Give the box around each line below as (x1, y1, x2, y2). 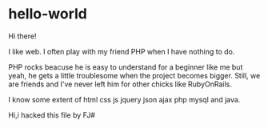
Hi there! (8, 31, 37, 41)
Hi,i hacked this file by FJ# (8, 110, 96, 120)
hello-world (8, 5, 88, 23)
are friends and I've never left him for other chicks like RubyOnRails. (8, 79, 232, 89)
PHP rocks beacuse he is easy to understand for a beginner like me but (8, 62, 243, 72)
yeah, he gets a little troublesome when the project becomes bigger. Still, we (8, 70, 261, 80)
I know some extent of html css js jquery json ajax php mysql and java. (8, 94, 241, 104)
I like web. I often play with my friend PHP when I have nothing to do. (8, 46, 235, 56)
